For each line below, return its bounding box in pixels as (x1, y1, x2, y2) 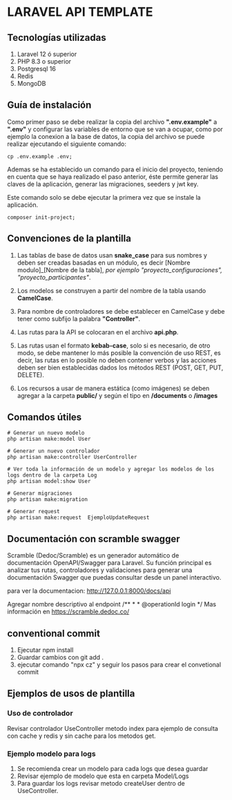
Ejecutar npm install (17, 646, 74, 654)
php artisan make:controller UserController (7, 454, 137, 461)
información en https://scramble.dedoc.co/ (7, 607, 130, 616)
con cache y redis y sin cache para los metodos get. (7, 732, 157, 740)
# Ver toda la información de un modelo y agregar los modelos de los (7, 466, 215, 473)
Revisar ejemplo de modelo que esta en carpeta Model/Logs (17, 772, 189, 781)
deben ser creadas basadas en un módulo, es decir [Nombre (17, 258, 191, 267)
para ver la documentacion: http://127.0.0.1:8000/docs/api (7, 587, 171, 595)
